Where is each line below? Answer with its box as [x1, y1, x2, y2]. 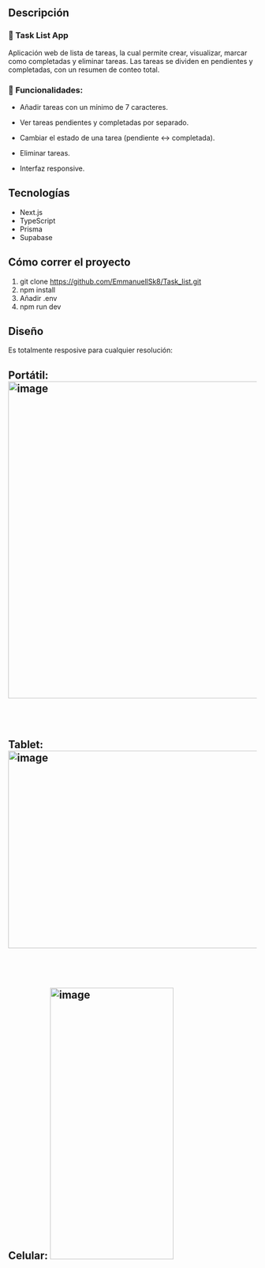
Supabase [19, 232, 53, 242]
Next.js [19, 207, 43, 216]
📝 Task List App [8, 30, 69, 41]
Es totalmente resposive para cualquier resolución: [8, 345, 174, 355]
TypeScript [19, 216, 56, 225]
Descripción [8, 6, 69, 20]
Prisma [19, 224, 43, 234]
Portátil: [8, 368, 49, 382]
